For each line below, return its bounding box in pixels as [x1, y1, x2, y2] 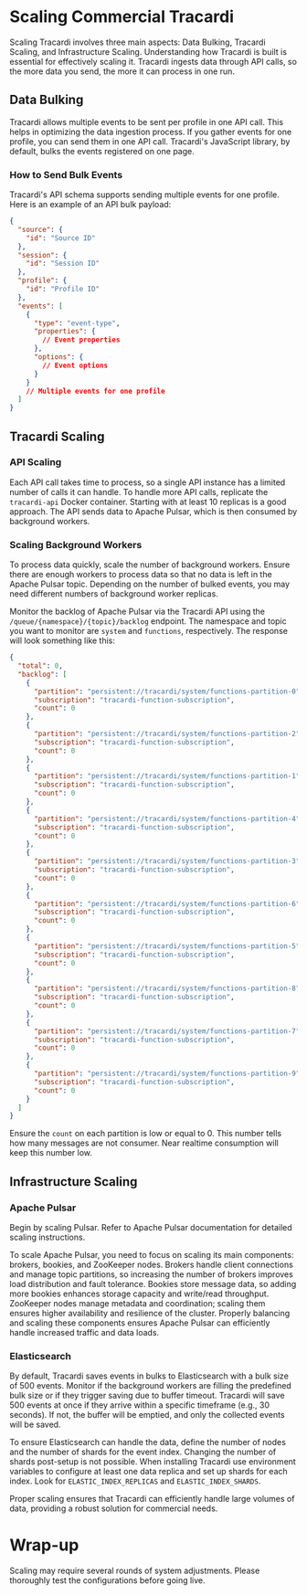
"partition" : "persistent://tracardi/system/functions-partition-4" [33, 814, 301, 823]
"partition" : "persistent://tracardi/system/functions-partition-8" [33, 984, 301, 993]
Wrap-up [9, 1535, 79, 1556]
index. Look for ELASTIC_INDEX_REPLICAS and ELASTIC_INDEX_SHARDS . [9, 1475, 261, 1486]
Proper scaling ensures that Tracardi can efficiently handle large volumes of [9, 1494, 295, 1505]
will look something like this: [9, 635, 116, 646]
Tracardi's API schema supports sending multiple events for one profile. [9, 189, 281, 200]
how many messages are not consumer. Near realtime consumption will [9, 1137, 279, 1148]
